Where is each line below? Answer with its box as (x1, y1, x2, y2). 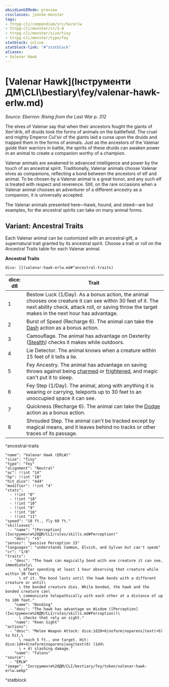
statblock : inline (5, 40, 44, 45)
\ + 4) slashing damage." (18, 646, 73, 651)
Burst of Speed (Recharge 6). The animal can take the (26, 318, 153, 325)
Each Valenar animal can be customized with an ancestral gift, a (5, 235, 137, 241)
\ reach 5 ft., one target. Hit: (18, 637, 89, 643)
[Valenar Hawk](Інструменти (5, 76, 131, 87)
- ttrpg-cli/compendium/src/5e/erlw (5, 21, 82, 27)
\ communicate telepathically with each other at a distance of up (18, 593, 163, 598)
